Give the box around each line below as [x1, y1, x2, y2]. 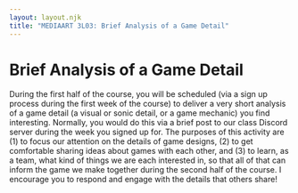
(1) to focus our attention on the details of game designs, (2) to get [9, 136, 253, 147]
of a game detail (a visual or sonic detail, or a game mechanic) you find [9, 108, 270, 118]
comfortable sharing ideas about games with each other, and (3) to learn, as [9, 146, 289, 157]
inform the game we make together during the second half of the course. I [9, 165, 282, 175]
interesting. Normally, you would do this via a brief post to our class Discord [9, 117, 288, 128]
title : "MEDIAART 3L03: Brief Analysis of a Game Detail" [9, 21, 229, 30]
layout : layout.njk [9, 12, 82, 22]
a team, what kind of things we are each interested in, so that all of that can [9, 155, 286, 165]
